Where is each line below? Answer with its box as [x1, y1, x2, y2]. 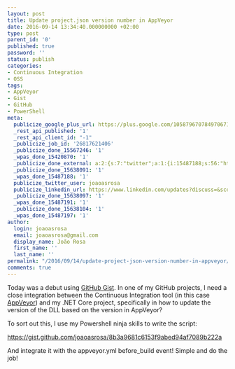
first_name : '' [13, 244, 58, 252]
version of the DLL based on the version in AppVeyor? [7, 305, 163, 314]
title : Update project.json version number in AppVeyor [7, 17, 173, 24]
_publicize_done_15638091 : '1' [13, 166, 105, 174]
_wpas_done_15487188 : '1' [13, 173, 90, 180]
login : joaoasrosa [13, 225, 68, 232]
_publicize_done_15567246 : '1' [13, 147, 105, 154]
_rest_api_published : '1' [13, 127, 90, 134]
